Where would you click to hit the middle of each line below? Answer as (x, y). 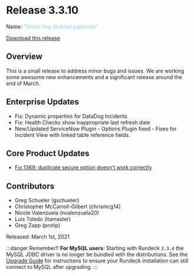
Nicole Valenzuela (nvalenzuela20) (57, 213)
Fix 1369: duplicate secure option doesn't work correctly (83, 167)
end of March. (23, 83)
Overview (24, 57)
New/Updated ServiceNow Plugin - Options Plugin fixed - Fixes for (96, 129)
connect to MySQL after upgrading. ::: (52, 267)
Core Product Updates (48, 153)
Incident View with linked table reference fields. (73, 135)
